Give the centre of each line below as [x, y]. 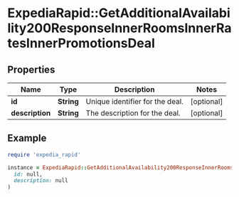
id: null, [28, 174]
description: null [41, 181]
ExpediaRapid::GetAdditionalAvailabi [119, 13]
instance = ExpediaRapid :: [47, 167]
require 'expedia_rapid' [44, 154]
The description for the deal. [133, 113]
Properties [31, 69]
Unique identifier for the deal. [134, 101]
